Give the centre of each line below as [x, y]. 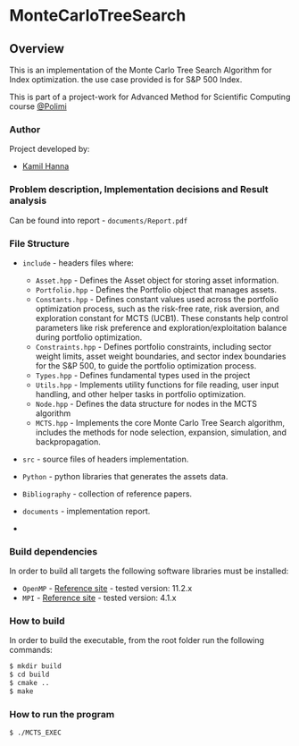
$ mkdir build [36, 666]
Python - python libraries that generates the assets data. [125, 476]
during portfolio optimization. [89, 337]
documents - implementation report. [86, 511]
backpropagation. [68, 441]
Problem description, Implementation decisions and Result [139, 190]
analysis [28, 200]
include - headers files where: [78, 263]
